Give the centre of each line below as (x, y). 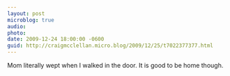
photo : (17, 33)
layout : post (26, 13)
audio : (17, 26)
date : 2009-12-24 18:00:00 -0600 (56, 39)
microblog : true (31, 20)
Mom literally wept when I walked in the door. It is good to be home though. (115, 65)
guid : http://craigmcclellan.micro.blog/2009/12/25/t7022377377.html (110, 46)
